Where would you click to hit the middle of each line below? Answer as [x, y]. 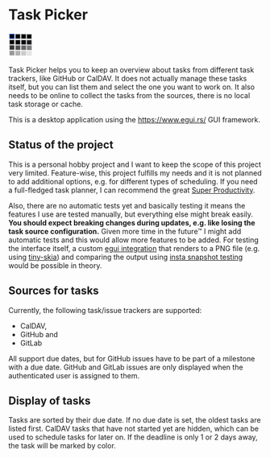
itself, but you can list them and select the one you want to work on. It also [132, 87]
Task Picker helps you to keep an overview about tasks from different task [131, 69]
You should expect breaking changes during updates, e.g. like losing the [132, 222]
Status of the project [61, 145]
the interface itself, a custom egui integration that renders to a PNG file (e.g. [134, 248]
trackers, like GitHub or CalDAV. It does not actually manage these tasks [128, 78]
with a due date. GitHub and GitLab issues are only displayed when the [126, 367]
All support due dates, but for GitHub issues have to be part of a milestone [132, 358]
